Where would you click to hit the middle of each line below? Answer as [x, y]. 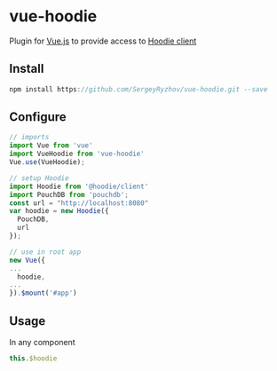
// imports [29, 138]
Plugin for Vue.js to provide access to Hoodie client [103, 41]
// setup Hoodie [39, 178]
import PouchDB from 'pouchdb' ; [69, 194]
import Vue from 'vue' [51, 146]
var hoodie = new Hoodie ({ [59, 211]
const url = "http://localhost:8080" [79, 203]
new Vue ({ [28, 260]
